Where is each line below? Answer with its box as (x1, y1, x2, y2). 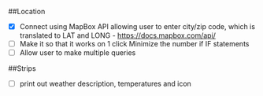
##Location (8, 7, 46, 16)
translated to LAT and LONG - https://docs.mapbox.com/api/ (19, 31, 217, 40)
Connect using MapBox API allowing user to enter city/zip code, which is (19, 22, 256, 31)
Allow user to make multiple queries (19, 48, 136, 57)
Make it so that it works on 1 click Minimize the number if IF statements (19, 39, 250, 49)
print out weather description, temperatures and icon (19, 79, 191, 89)
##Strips (8, 64, 37, 73)
